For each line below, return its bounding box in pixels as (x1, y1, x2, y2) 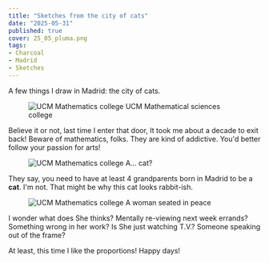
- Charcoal (8, 49, 45, 57)
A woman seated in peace (125, 197, 211, 207)
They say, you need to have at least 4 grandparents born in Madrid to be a (8, 173, 254, 183)
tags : (8, 42, 26, 50)
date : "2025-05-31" (8, 19, 74, 27)
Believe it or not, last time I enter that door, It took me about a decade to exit (8, 125, 259, 135)
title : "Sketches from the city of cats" (8, 11, 149, 20)
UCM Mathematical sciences (125, 101, 221, 111)
